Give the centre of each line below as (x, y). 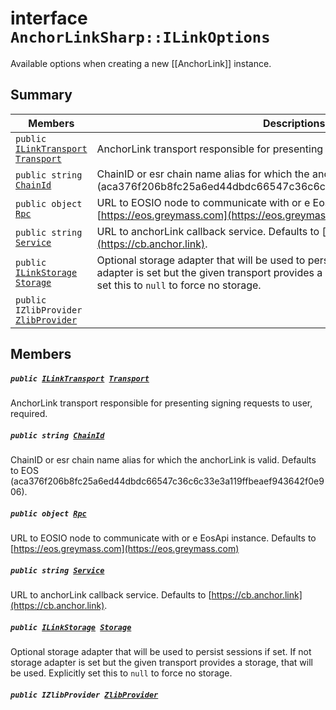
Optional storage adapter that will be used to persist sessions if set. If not (161, 651)
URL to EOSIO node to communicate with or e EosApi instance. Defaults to (163, 538)
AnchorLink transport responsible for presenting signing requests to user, (161, 403)
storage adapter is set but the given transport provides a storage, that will (161, 662)
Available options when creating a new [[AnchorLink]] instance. (141, 63)
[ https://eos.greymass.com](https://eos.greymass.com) (125, 549)
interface (49, 18)
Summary (41, 95)
